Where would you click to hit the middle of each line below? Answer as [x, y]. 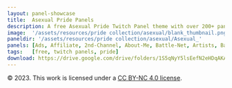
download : [21, 58]
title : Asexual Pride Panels [51, 20]
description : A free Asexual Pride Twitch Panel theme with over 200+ [111, 26]
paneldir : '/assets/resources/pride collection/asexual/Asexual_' [105, 39]
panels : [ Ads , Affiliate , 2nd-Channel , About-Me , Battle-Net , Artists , [112, 45]
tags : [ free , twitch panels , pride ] [63, 52]
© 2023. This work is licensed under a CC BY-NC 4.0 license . [95, 78]
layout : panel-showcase [41, 13]
